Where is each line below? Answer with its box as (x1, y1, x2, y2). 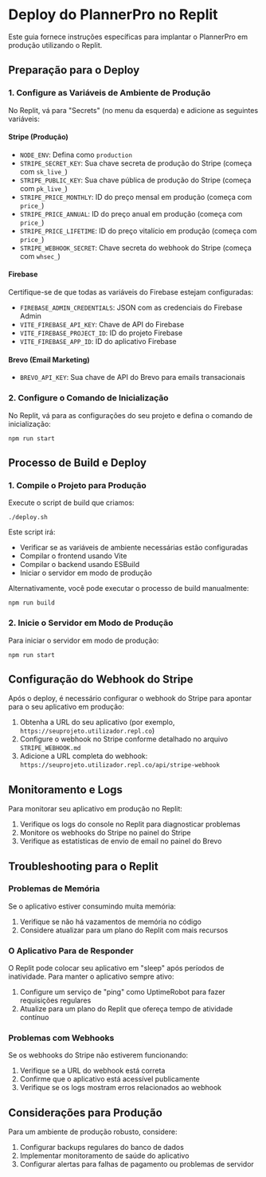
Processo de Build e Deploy (8, 456, 147, 469)
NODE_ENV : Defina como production (19, 150, 133, 159)
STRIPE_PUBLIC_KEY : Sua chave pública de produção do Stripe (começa (19, 175, 252, 185)
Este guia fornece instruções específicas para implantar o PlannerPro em (8, 32, 248, 41)
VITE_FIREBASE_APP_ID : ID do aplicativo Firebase (19, 337, 177, 346)
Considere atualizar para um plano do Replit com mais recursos (19, 925, 229, 935)
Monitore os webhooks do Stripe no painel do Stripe (19, 828, 191, 838)
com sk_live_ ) (19, 166, 68, 176)
